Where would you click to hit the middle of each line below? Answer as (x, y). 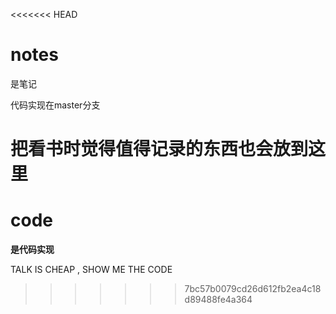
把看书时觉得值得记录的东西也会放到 (159, 149)
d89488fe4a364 (218, 300)
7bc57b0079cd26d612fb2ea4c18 (253, 289)
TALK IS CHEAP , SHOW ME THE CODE (91, 270)
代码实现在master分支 (55, 105)
